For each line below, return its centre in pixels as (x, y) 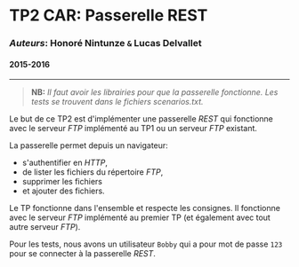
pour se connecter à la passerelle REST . (82, 254)
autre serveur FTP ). (45, 227)
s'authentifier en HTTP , (65, 163)
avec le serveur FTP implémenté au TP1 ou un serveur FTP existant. (133, 129)
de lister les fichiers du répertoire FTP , (93, 172)
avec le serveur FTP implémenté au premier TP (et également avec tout (140, 217)
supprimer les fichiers (62, 182)
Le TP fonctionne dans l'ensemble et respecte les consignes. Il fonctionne (145, 208)
